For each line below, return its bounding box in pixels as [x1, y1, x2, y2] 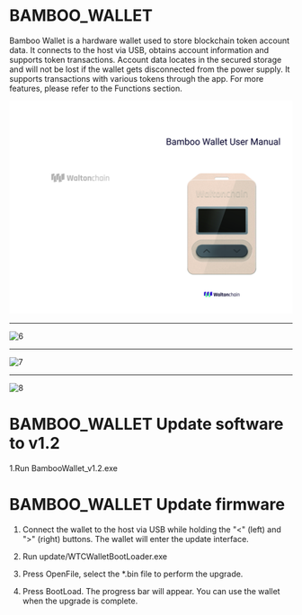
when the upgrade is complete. [22, 595, 138, 606]
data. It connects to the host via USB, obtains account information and [9, 44, 270, 55]
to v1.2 [9, 433, 60, 454]
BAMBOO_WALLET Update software [9, 414, 284, 434]
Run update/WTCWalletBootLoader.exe [22, 550, 168, 562]
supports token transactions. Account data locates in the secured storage [9, 54, 282, 65]
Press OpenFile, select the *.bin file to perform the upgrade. [22, 568, 244, 579]
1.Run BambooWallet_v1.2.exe [9, 462, 119, 473]
